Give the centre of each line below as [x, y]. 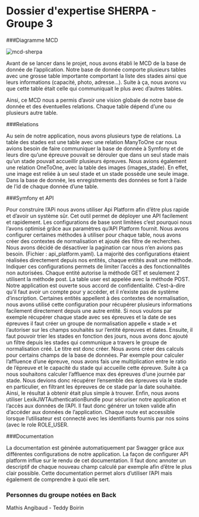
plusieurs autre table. [32, 113]
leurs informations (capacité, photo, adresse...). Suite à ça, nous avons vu [96, 82]
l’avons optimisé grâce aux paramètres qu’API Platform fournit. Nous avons [97, 228]
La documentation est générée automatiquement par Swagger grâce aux [95, 447]
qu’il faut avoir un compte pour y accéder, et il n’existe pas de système [93, 292]
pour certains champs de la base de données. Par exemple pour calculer [95, 355]
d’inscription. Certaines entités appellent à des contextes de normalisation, [98, 298]
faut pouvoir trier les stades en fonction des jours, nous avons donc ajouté [97, 336]
